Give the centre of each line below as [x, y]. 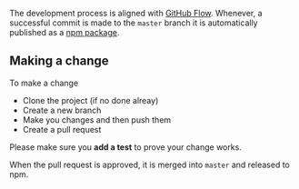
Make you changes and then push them [97, 119]
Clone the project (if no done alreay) [90, 100]
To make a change [44, 83]
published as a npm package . [65, 32]
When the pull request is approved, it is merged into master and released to [150, 164]
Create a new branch [62, 110]
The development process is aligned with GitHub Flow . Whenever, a [136, 13]
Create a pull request [62, 129]
